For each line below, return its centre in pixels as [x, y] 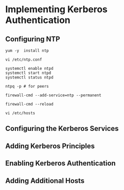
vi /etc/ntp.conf [24, 60]
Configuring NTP [33, 39]
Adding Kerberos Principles [50, 146]
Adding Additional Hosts [45, 181]
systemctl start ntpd [28, 73]
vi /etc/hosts [20, 113]
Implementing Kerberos [57, 9]
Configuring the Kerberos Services [62, 129]
